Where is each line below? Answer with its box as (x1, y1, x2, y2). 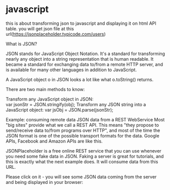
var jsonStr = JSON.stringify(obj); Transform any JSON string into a (6, 101, 146, 107)
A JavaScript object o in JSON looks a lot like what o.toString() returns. (6, 76, 154, 82)
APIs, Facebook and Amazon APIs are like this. (6, 138, 103, 144)
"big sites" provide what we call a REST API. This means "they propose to (6, 122, 159, 128)
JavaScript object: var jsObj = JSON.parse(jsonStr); (6, 107, 113, 113)
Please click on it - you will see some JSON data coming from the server (6, 173, 157, 180)
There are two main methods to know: (6, 86, 85, 92)
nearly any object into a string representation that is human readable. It (6, 56, 154, 62)
